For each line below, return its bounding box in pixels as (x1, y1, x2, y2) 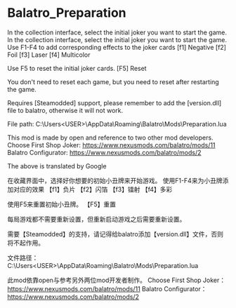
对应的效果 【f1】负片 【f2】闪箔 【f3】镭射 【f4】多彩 (13, 185, 173, 194)
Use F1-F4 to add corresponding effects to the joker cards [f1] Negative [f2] (7, 43, 227, 51)
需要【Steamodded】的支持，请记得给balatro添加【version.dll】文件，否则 (7, 229, 223, 238)
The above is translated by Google (7, 161, 107, 170)
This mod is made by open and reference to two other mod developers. (7, 133, 214, 142)
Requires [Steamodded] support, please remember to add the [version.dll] (7, 98, 222, 107)
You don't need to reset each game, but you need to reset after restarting (7, 77, 219, 86)
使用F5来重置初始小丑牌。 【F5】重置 (7, 200, 117, 208)
